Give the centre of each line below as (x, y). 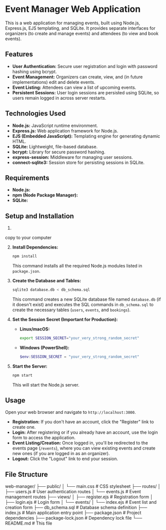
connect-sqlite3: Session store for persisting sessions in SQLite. (78, 162)
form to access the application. (44, 438)
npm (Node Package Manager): (45, 195)
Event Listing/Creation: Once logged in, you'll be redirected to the (80, 443)
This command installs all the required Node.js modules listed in (77, 266)
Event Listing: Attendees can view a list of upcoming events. (74, 87)
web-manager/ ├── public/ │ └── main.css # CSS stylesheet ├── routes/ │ (83, 486)
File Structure (26, 474)
